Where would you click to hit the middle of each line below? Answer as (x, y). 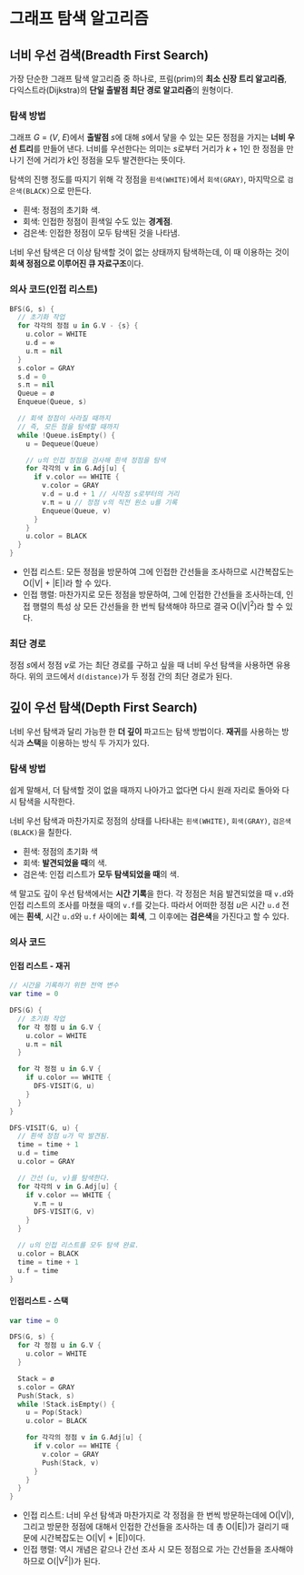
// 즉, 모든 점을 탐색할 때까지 (68, 427)
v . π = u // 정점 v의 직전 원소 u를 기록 (110, 502)
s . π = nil (36, 385)
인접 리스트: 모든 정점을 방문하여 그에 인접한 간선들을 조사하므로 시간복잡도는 (158, 572)
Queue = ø (36, 394)
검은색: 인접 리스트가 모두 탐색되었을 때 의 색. (101, 874)
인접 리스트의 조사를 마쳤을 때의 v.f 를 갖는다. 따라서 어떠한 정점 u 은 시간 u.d (145, 905)
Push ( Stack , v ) (71, 1463)
